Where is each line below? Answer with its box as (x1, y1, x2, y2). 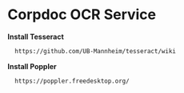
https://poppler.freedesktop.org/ (14, 77, 130, 85)
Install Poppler (7, 61, 57, 71)
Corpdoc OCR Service (7, 6, 157, 24)
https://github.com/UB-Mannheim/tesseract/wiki (14, 47, 177, 55)
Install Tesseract (7, 32, 65, 41)
